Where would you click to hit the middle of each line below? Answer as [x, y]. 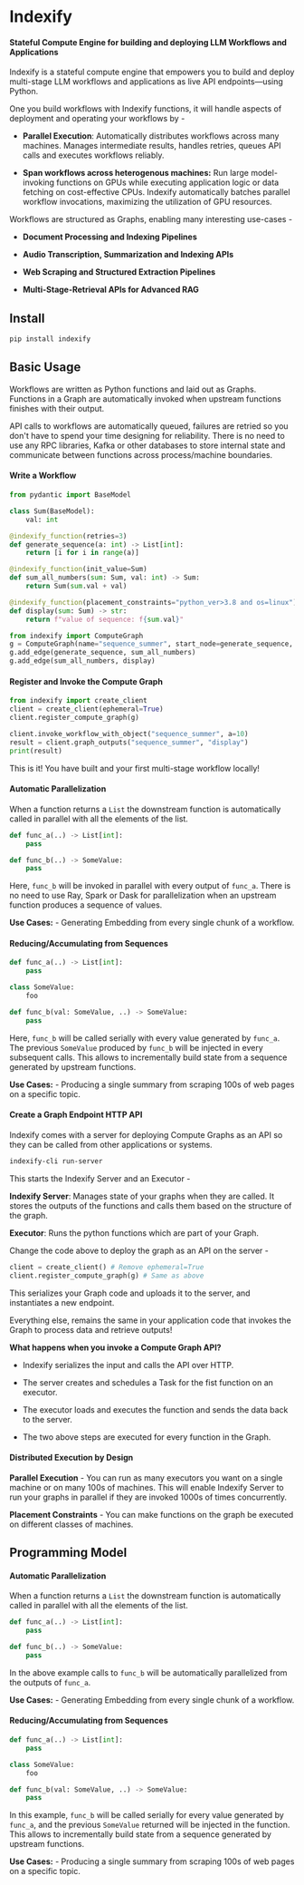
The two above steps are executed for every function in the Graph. [147, 1437]
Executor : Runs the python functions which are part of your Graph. [134, 1233]
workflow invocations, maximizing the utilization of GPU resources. [147, 202]
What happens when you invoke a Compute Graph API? [115, 1347]
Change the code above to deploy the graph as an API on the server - [139, 1250]
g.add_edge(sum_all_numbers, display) [82, 661]
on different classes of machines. [71, 1524]
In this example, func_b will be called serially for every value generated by [147, 1815]
